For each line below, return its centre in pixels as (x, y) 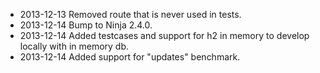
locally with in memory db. (74, 46)
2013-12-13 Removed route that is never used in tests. (130, 14)
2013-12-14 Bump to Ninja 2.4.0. (86, 25)
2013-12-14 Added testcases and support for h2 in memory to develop (164, 35)
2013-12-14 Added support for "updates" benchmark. (130, 57)
